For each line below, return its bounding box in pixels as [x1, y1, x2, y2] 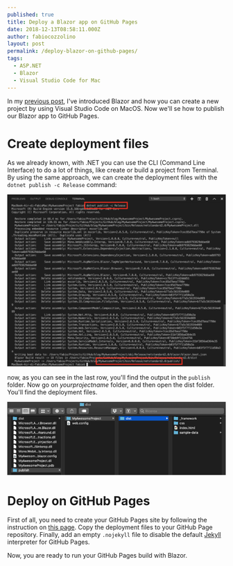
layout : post [7, 40, 45, 48]
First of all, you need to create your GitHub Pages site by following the [7, 516, 207, 524]
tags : [7, 55, 23, 62]
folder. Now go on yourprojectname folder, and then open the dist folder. [7, 381, 215, 389]
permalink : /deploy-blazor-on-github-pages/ [7, 48, 138, 55]
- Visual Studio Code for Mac [13, 77, 101, 84]
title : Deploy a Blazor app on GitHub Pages [7, 18, 138, 26]
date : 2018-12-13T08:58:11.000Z [7, 26, 101, 33]
